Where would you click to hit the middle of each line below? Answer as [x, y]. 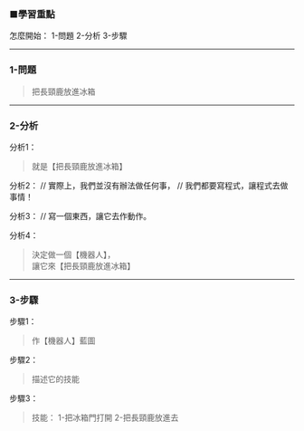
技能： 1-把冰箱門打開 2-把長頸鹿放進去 [105, 417]
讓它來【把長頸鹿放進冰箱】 [83, 265]
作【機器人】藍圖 [63, 340]
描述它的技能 [55, 379]
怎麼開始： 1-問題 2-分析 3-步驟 [69, 36]
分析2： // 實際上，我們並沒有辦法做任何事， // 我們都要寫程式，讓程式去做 [149, 185]
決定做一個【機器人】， [73, 254]
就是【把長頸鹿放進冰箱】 [79, 166]
